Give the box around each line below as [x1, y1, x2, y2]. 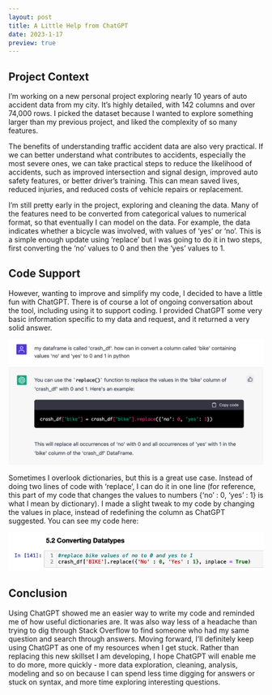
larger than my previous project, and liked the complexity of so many [8, 118, 237, 127]
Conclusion [8, 586, 68, 600]
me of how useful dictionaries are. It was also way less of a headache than [8, 616, 257, 626]
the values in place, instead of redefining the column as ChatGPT [8, 507, 226, 517]
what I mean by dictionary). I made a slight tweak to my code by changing [8, 499, 255, 508]
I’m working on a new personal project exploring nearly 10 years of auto [8, 92, 248, 101]
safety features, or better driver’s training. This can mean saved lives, [8, 176, 240, 186]
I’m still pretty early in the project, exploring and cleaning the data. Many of [8, 200, 259, 210]
